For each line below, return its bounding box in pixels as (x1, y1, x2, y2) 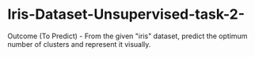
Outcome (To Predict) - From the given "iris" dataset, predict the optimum (7, 31, 248, 41)
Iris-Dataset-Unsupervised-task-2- (7, 5, 245, 23)
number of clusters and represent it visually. (7, 39, 151, 48)
